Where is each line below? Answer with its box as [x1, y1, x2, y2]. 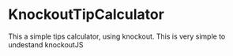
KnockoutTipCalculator [8, 6, 164, 24]
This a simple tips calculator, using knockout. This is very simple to [8, 32, 226, 41]
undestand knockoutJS [8, 39, 84, 49]
